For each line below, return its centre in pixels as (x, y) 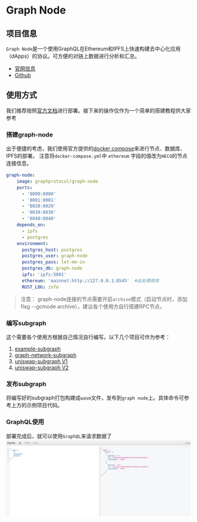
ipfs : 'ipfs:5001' (44, 275)
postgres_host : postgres (52, 250)
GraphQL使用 (25, 422)
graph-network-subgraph (45, 355)
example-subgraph (38, 349)
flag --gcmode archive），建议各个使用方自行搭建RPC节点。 (93, 306)
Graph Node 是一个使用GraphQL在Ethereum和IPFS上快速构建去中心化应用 (93, 49)
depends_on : (31, 225)
